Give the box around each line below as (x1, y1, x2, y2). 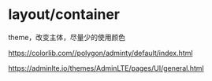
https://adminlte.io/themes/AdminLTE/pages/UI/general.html (8, 63, 204, 72)
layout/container (8, 6, 121, 24)
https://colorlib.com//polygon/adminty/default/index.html (8, 48, 193, 57)
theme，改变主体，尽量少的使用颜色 (8, 32, 126, 42)
